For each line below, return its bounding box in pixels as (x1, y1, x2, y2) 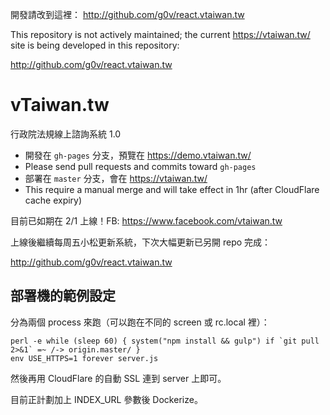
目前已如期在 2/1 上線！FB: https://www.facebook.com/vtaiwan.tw (10, 214, 283, 227)
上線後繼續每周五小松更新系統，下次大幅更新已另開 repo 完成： (10, 236, 272, 248)
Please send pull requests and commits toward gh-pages (24, 160, 257, 172)
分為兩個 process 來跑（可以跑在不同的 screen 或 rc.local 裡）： (10, 316, 270, 328)
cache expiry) (24, 194, 83, 206)
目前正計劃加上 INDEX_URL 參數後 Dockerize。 (10, 393, 203, 405)
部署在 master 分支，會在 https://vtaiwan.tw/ (24, 172, 208, 184)
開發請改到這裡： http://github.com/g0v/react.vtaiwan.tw (10, 9, 245, 20)
